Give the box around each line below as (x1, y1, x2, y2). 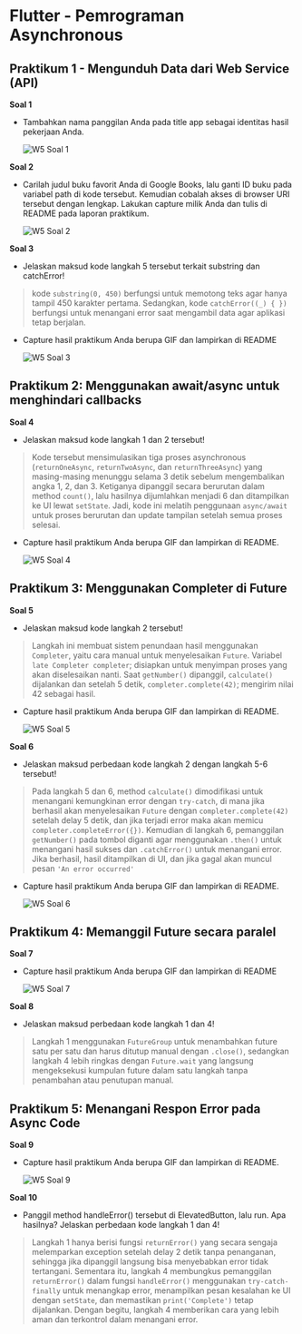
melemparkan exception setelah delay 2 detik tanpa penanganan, (31, 1247, 277, 1258)
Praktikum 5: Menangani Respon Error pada (9, 1101, 261, 1116)
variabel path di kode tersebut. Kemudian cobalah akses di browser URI (22, 189, 290, 200)
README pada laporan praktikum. (22, 208, 150, 219)
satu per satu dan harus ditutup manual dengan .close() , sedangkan (31, 1045, 290, 1057)
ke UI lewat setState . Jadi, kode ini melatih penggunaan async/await (31, 500, 288, 511)
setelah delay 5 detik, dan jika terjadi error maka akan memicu (31, 814, 264, 826)
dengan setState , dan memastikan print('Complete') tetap (31, 1295, 254, 1306)
